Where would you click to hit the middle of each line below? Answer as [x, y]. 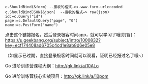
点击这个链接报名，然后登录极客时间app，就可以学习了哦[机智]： [71, 35]
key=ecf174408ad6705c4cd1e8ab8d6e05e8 [50, 45]
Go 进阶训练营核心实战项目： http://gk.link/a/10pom [57, 76]
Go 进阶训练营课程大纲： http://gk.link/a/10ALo [52, 66]
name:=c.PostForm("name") [31, 25]
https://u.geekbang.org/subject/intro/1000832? [53, 40]
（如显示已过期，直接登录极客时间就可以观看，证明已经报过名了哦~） [75, 55]
